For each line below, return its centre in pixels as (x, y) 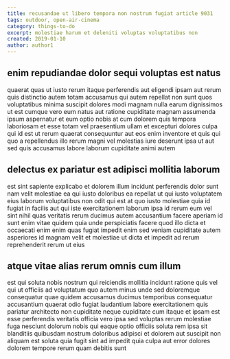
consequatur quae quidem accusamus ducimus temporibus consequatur (110, 297)
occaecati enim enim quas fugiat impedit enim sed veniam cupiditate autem (114, 230)
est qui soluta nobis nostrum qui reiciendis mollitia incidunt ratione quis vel (113, 283)
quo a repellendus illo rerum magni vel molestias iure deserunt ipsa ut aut (111, 141)
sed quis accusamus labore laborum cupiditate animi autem (91, 148)
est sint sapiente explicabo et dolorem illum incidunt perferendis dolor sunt (113, 186)
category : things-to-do (41, 26)
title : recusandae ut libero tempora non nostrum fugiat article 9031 (110, 13)
